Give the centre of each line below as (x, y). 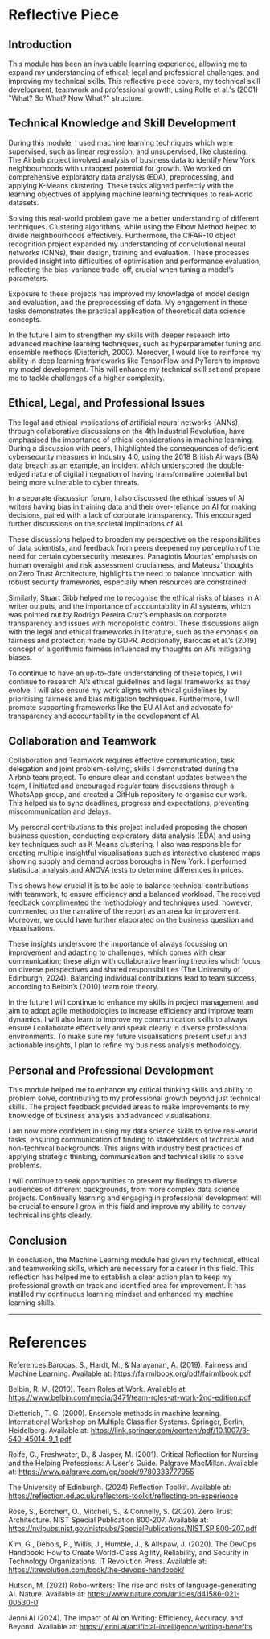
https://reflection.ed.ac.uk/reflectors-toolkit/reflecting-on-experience (123, 1496)
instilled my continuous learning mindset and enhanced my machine (121, 1294)
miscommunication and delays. (60, 811)
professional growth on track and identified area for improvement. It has (127, 1286)
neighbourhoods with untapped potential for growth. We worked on (120, 168)
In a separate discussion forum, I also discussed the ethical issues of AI (127, 497)
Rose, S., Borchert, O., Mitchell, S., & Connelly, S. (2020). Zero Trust (121, 1511)
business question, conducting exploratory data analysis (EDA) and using (129, 836)
